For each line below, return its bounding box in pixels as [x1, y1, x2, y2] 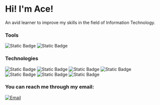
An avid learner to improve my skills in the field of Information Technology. [5, 20, 156, 25]
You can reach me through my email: [5, 84, 94, 90]
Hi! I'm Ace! [5, 3, 54, 15]
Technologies [5, 55, 38, 62]
